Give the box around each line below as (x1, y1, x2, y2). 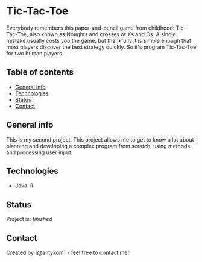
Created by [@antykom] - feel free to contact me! (6, 249, 130, 256)
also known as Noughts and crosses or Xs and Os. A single (29, 30, 176, 37)
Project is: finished (6, 216, 52, 223)
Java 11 (14, 182, 33, 189)
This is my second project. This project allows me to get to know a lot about (6, 136, 194, 143)
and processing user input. (6, 149, 73, 156)
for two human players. (6, 49, 64, 57)
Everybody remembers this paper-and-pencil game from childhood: (6, 24, 175, 31)
